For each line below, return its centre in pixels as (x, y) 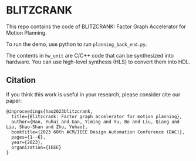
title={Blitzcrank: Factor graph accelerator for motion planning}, (97, 116)
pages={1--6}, (28, 137)
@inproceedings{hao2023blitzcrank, (50, 111)
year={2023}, (27, 142)
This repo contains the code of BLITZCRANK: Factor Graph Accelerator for (96, 26)
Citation (21, 80)
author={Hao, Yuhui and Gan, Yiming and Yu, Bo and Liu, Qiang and (96, 122)
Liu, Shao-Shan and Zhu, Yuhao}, (47, 127)
